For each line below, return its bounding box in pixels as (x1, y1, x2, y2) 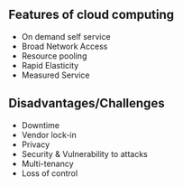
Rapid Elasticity (21, 60, 79, 70)
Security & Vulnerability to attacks (21, 148, 148, 159)
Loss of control (21, 167, 78, 179)
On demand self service (21, 31, 111, 42)
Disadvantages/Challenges (8, 96, 165, 111)
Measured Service (21, 70, 91, 80)
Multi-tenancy (21, 158, 74, 169)
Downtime (21, 119, 60, 130)
